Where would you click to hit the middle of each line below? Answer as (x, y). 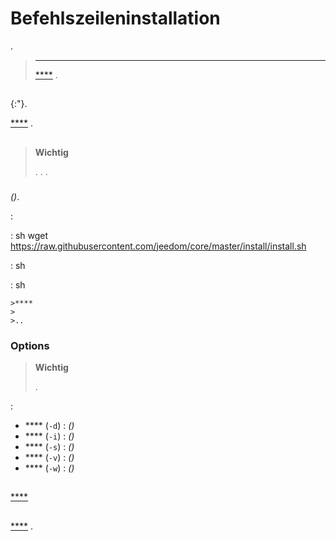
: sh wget (29, 235)
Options (30, 345)
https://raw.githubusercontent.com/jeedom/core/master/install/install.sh (158, 246)
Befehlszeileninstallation (115, 18)
